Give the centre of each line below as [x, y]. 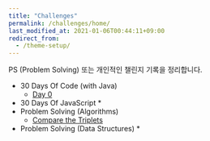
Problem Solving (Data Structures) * [80, 129]
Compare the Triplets [68, 120]
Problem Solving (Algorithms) [69, 112]
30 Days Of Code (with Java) [69, 86]
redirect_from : [34, 38]
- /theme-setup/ [43, 46]
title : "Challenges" [43, 16]
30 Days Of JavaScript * [61, 103]
